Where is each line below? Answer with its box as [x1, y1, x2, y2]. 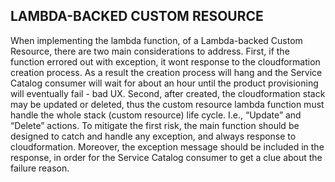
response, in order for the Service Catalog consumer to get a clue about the [10, 151, 323, 163]
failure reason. [10, 162, 70, 174]
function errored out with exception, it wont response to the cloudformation [10, 55, 321, 68]
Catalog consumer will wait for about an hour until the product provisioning [10, 77, 319, 89]
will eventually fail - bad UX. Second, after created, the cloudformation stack [10, 87, 326, 99]
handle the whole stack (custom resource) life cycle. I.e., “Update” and [10, 109, 302, 121]
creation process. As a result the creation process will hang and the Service [10, 66, 323, 78]
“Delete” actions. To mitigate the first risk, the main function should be [10, 119, 300, 131]
